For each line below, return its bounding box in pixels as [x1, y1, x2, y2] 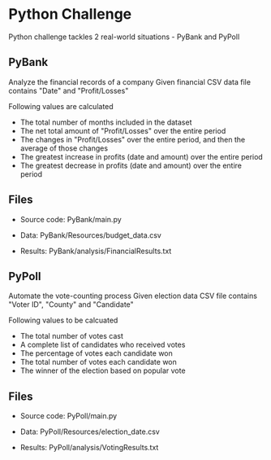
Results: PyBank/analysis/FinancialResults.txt [19, 246, 172, 256]
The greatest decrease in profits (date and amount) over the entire [19, 160, 242, 170]
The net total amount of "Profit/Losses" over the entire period [19, 125, 226, 135]
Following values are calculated [8, 101, 114, 111]
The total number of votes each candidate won [19, 357, 177, 367]
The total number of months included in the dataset [19, 117, 192, 127]
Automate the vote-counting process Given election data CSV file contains [8, 291, 258, 301]
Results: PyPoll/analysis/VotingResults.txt [19, 443, 159, 453]
